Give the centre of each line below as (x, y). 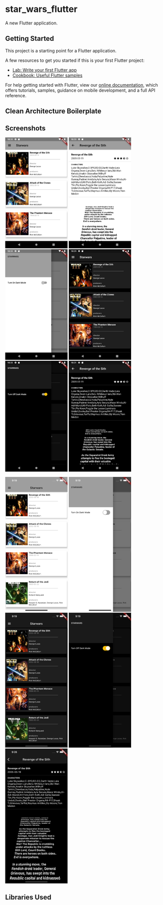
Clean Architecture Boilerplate (53, 111)
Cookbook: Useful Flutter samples (47, 75)
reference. (16, 95)
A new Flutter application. (31, 23)
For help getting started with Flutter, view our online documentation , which (82, 85)
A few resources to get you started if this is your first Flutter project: (75, 60)
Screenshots (25, 128)
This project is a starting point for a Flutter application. (61, 50)
